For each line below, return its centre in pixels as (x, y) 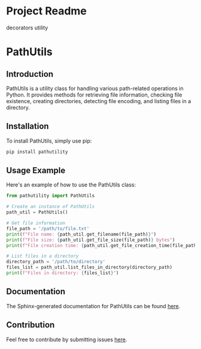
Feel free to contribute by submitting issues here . (67, 339)
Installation (28, 126)
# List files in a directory (42, 256)
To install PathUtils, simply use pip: (49, 141)
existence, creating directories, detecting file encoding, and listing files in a (99, 101)
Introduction (30, 74)
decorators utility (27, 28)
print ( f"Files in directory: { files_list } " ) (63, 273)
